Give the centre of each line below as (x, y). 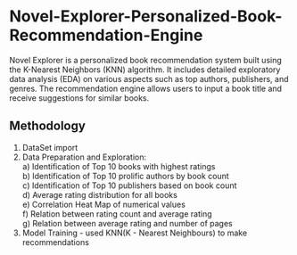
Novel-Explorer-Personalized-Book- (146, 16)
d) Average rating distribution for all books (100, 194)
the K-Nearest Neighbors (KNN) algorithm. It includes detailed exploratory (145, 70)
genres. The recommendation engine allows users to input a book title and (146, 88)
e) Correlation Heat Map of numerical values (103, 204)
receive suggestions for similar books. (79, 98)
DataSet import (50, 147)
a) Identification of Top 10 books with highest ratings (119, 166)
